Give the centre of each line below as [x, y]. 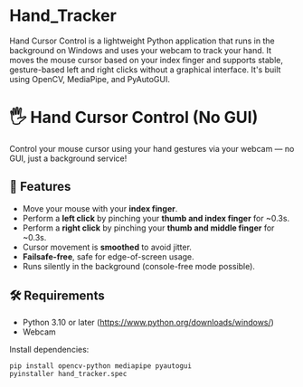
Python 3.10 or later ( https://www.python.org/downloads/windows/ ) [148, 322]
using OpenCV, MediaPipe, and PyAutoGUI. [90, 79]
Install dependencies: [49, 349]
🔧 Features [40, 187]
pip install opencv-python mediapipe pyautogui [101, 366]
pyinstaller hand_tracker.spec [68, 374]
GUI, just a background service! [68, 158]
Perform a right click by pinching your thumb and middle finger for [148, 228]
